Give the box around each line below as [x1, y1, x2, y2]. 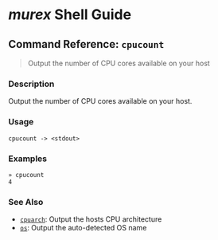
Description [8, 78, 55, 89]
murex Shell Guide [8, 6, 132, 24]
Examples [8, 153, 48, 164]
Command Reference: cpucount [8, 37, 165, 51]
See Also [8, 196, 44, 207]
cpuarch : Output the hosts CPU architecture [19, 214, 162, 224]
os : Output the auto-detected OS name [19, 223, 147, 233]
